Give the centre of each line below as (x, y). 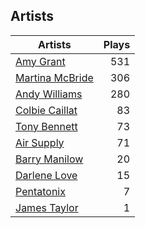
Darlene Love (46, 175)
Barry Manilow (49, 159)
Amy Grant (40, 61)
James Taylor (47, 207)
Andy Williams (49, 94)
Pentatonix (40, 191)
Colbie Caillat (46, 110)
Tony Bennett (46, 126)
